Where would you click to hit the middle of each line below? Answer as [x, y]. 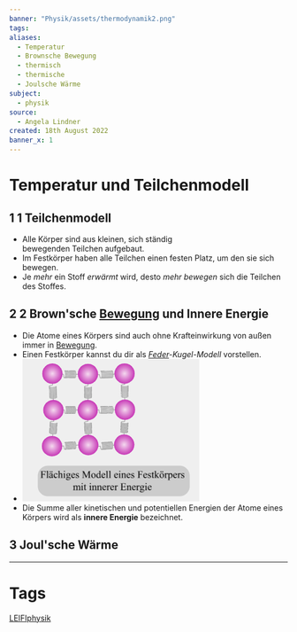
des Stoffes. [44, 286]
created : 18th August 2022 [59, 131]
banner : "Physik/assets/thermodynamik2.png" [92, 19]
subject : [25, 93]
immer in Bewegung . [59, 345]
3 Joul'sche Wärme [64, 545]
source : [23, 112]
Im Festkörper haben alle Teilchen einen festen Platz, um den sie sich [148, 258]
